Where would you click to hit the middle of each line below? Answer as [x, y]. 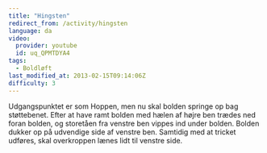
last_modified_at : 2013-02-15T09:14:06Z [77, 76]
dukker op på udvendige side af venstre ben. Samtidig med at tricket [122, 132]
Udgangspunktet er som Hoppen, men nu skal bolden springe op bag [123, 106]
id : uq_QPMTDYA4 [43, 53]
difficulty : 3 [32, 83]
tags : [17, 61]
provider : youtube [47, 46]
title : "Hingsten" [39, 16]
